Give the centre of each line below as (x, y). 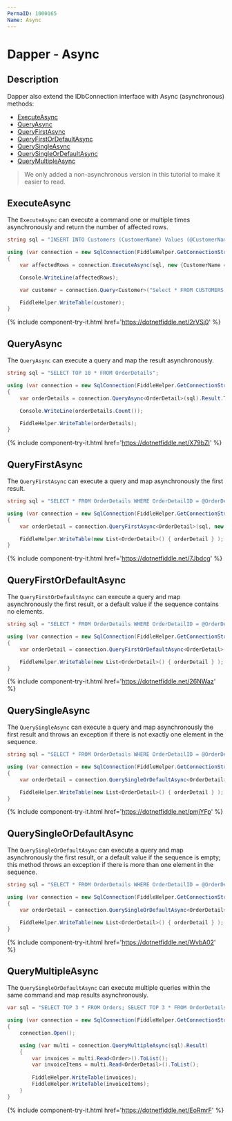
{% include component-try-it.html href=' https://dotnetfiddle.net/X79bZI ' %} (115, 443)
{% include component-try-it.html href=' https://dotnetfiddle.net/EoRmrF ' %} (116, 1110)
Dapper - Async (54, 54)
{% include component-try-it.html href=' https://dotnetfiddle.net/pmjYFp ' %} (115, 812)
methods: (21, 104)
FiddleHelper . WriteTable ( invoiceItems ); (91, 1084)
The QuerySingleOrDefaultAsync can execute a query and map (96, 850)
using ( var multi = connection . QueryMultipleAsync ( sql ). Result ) (114, 1045)
